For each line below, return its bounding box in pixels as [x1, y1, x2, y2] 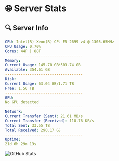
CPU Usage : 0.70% [5, 44, 41, 49]
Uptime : [5, 137, 21, 142]
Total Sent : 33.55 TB [5, 123, 50, 128]
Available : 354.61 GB [5, 67, 50, 72]
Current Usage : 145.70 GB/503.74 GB [5, 63, 81, 68]
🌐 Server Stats [5, 3, 67, 14]
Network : [5, 109, 23, 114]
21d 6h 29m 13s [5, 142, 37, 147]
